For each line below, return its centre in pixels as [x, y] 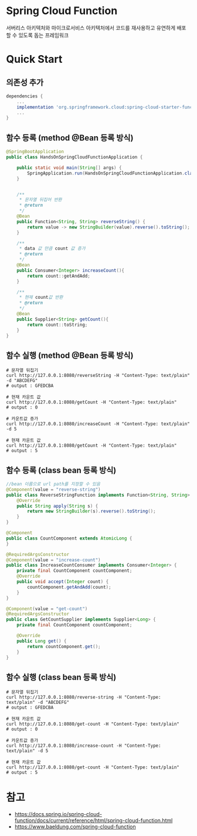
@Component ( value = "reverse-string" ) [53, 489]
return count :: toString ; [57, 325]
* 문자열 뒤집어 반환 [41, 200]
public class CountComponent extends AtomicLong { [69, 538]
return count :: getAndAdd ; [59, 276]
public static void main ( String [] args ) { [69, 168]
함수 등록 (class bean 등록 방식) [61, 470]
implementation [35, 107]
